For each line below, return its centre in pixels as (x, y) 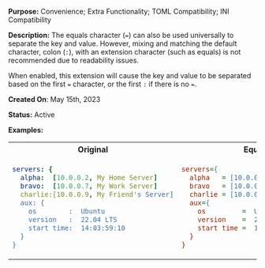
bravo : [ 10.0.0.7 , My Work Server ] (89, 186)
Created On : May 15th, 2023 (54, 99)
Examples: (26, 130)
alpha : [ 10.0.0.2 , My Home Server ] (89, 177)
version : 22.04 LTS (73, 219)
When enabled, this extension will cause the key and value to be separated (130, 75)
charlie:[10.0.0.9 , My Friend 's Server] (97, 194)
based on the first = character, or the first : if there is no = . (103, 84)
